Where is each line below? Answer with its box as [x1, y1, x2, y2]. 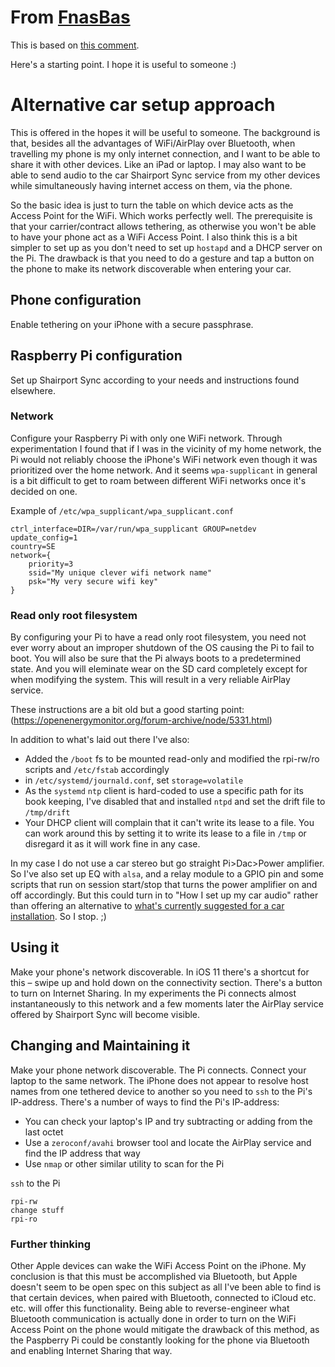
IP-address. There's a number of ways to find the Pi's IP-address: [10, 1096, 280, 1108]
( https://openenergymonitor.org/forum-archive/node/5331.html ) [10, 714, 273, 726]
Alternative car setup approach [10, 94, 276, 116]
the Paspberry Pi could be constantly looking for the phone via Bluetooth [10, 1334, 310, 1346]
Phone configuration [10, 292, 142, 309]
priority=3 [28, 559, 74, 569]
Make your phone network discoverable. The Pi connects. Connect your [10, 1064, 307, 1076]
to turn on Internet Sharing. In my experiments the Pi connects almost [10, 987, 297, 999]
